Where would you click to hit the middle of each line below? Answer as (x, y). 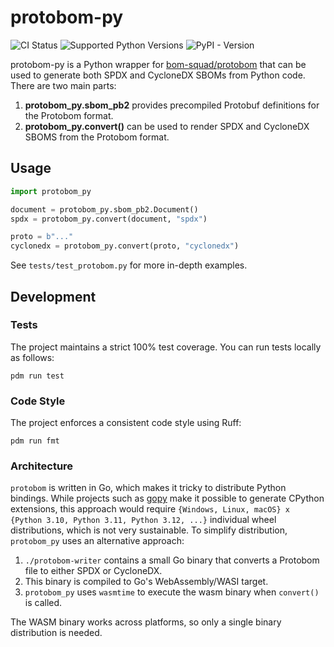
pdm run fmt (35, 441)
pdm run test (37, 376)
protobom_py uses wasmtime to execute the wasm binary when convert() (172, 592)
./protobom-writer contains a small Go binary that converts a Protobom (172, 560)
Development (53, 296)
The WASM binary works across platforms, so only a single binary (146, 622)
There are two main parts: (63, 85)
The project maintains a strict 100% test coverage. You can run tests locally (166, 347)
